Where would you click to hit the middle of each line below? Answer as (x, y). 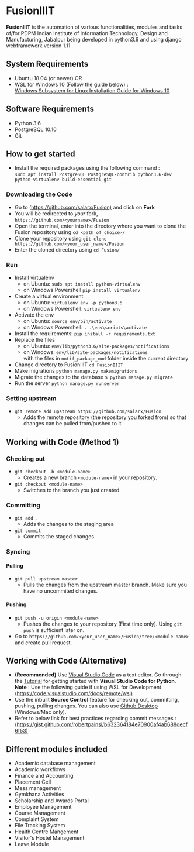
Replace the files (35, 339)
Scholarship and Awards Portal (51, 801)
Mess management (38, 788)
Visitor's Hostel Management (49, 838)
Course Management (40, 813)
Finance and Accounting (44, 776)
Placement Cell (33, 782)
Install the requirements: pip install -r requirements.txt (85, 333)
